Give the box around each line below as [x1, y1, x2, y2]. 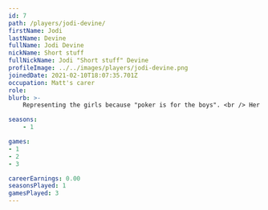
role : [8, 86, 26, 95]
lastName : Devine [8, 34, 67, 42]
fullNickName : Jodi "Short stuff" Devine [8, 57, 149, 65]
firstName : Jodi [8, 26, 63, 34]
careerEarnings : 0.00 [8, 174, 81, 183]
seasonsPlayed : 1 [8, 182, 67, 190]
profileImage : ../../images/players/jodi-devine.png [8, 64, 189, 72]
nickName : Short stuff [8, 49, 84, 57]
